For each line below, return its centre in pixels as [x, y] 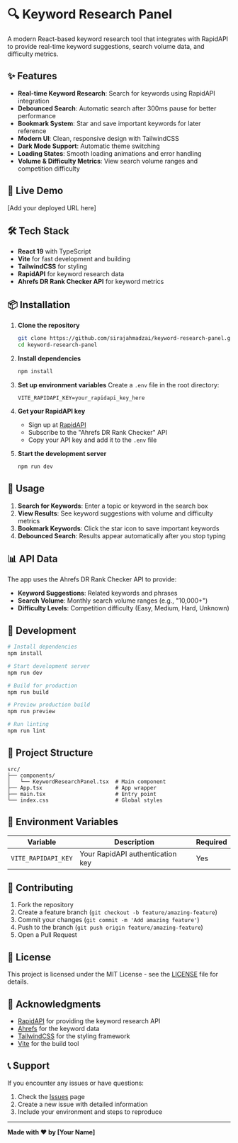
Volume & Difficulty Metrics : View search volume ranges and [108, 161]
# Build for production [42, 686]
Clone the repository [49, 325]
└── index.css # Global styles [85, 800]
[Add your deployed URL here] [52, 207]
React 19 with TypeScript [54, 251]
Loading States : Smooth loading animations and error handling [109, 153]
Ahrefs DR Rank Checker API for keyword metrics [91, 282]
